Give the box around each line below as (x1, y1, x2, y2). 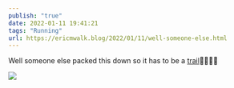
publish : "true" (8, 11, 63, 20)
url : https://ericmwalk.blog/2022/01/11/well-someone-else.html (8, 34, 228, 42)
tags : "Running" (8, 26, 63, 34)
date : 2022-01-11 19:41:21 (8, 19, 99, 27)
